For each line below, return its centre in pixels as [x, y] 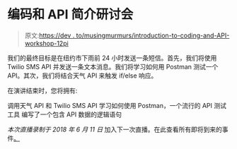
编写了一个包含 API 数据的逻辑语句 [71, 114]
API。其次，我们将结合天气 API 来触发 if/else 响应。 [82, 76]
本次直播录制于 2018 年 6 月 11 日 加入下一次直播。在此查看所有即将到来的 [115, 129]
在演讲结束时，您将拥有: [42, 90]
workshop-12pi [46, 43]
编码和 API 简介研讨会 [70, 14]
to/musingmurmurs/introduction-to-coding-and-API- [153, 35]
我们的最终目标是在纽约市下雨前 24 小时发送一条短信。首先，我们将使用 [112, 58]
